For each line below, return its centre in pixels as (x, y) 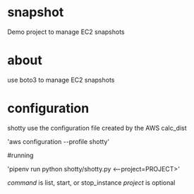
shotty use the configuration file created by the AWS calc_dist (97, 128)
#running (20, 155)
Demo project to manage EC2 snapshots (66, 32)
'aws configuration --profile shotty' (59, 141)
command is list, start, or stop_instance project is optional (91, 182)
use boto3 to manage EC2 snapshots (61, 80)
